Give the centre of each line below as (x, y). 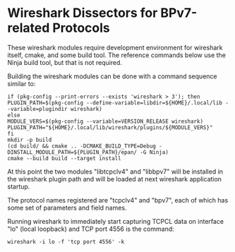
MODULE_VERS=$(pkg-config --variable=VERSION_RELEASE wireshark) (105, 121)
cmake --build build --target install (64, 158)
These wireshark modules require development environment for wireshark (115, 47)
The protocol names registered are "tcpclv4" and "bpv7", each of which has (118, 200)
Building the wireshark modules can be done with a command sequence (112, 76)
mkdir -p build (30, 140)
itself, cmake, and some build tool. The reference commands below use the (116, 55)
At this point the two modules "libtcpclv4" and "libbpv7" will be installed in (115, 172)
